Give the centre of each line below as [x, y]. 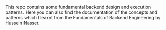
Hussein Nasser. [22, 23]
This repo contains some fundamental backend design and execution [78, 7]
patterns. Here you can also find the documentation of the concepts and [81, 12]
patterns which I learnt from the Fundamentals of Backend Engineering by [83, 18]
